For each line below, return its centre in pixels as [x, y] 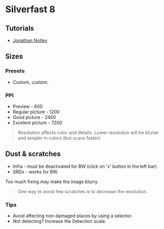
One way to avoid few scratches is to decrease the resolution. [83, 191]
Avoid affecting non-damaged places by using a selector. [73, 216]
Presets [15, 71]
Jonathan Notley [30, 40]
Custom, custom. [31, 82]
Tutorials [20, 28]
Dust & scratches [33, 154]
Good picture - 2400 [34, 117]
